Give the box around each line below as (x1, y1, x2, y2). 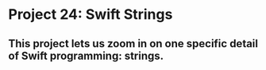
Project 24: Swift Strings (8, 6, 173, 24)
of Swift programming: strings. (8, 49, 164, 62)
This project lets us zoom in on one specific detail (8, 37, 258, 50)
